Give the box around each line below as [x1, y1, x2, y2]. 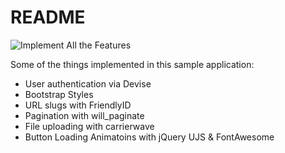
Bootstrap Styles [24, 88, 94, 100]
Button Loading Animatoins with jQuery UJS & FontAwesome [24, 131, 275, 143]
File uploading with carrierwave [24, 120, 155, 132]
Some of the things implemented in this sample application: [10, 58, 255, 70]
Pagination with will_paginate [24, 109, 145, 121]
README [10, 6, 86, 29]
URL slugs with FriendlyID [24, 99, 132, 111]
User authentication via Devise [24, 77, 152, 90]
